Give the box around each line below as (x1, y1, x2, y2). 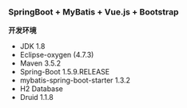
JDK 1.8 (19, 42, 46, 51)
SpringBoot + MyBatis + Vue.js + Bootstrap (8, 6, 179, 18)
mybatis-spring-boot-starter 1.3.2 (19, 75, 130, 86)
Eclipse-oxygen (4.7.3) (19, 50, 94, 60)
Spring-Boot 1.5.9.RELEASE (19, 67, 110, 77)
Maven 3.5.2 (19, 58, 62, 68)
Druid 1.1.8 (19, 93, 54, 102)
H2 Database (19, 84, 64, 94)
